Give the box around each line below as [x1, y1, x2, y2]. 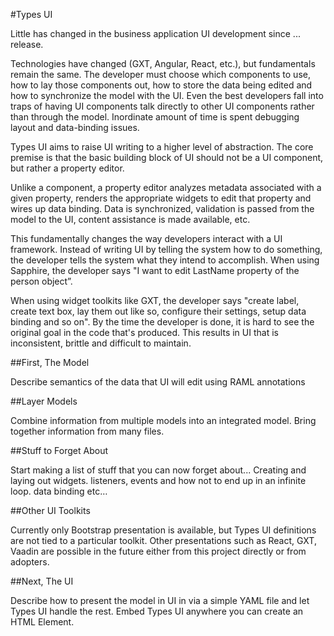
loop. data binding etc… [10, 485, 108, 497]
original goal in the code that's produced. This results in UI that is [10, 327, 279, 338]
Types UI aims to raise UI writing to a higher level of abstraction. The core [10, 141, 314, 153]
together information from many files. [10, 425, 165, 437]
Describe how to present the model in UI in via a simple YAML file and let [10, 595, 310, 606]
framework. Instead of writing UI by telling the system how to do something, [10, 244, 323, 255]
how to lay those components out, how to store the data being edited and [10, 79, 313, 91]
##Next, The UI [10, 575, 74, 587]
